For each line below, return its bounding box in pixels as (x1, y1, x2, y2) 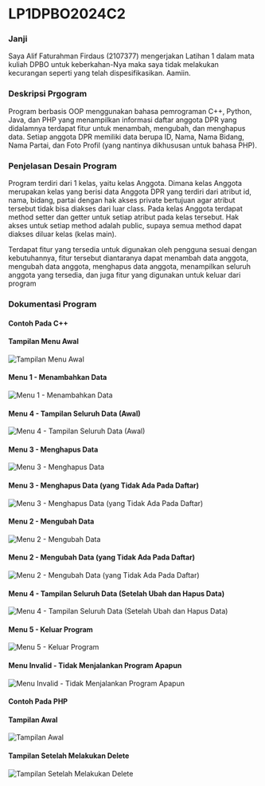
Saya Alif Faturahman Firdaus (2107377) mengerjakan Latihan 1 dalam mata (8, 51, 255, 61)
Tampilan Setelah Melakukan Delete (8, 751, 130, 760)
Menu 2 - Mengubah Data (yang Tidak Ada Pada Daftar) (8, 552, 196, 563)
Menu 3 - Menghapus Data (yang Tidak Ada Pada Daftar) (8, 480, 200, 490)
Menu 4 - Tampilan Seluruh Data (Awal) (8, 409, 141, 418)
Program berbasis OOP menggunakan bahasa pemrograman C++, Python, (8, 106, 252, 116)
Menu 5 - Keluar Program (8, 624, 93, 634)
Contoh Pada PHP (8, 697, 68, 706)
